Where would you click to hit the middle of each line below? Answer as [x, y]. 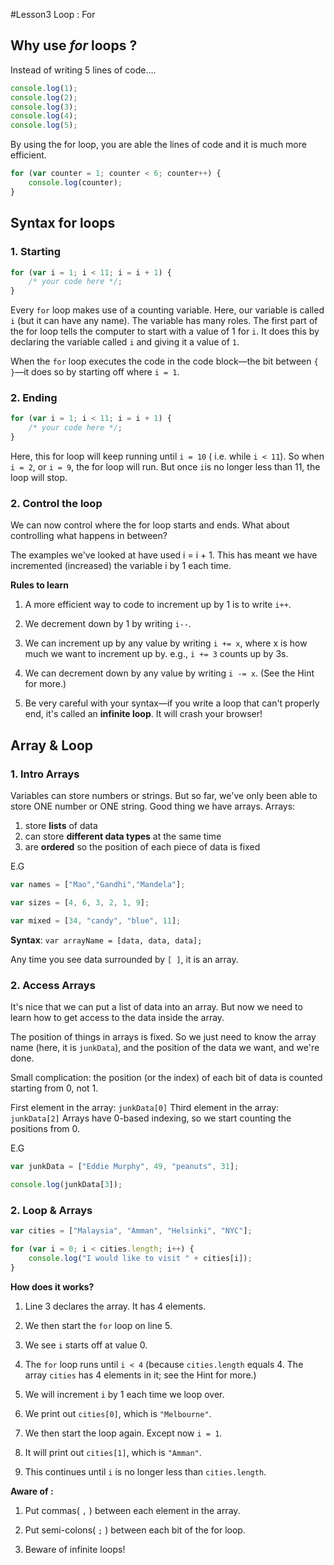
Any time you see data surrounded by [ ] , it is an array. [124, 959]
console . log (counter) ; [75, 183]
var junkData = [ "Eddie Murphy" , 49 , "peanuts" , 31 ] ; [125, 1166]
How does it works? [52, 1286]
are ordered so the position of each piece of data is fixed [142, 847]
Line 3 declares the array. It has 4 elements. [115, 1306]
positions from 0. [45, 1128]
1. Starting [36, 252]
